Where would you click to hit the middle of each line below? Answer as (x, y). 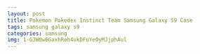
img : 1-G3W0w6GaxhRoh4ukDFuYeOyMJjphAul (67, 40)
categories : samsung (38, 33)
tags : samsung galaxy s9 (44, 27)
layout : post (26, 14)
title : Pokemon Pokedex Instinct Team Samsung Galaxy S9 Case (100, 20)
